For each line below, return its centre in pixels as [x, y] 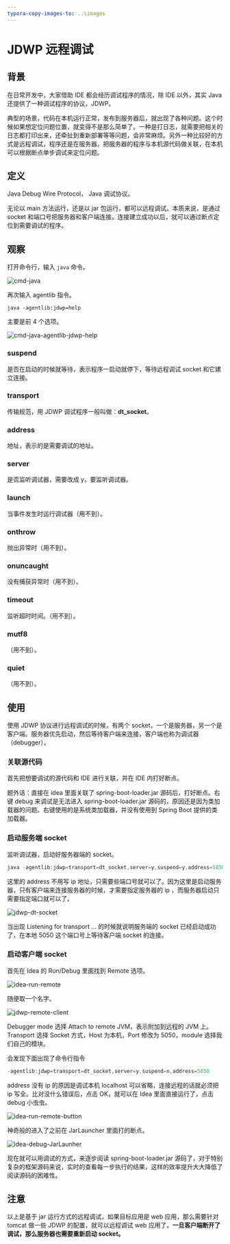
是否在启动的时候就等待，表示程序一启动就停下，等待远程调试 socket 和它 [111, 369]
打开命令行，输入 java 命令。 [48, 267]
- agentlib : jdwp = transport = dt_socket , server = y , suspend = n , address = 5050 [108, 1071]
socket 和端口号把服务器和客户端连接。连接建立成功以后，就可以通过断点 [110, 217]
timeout [21, 600]
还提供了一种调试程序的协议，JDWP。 [61, 103]
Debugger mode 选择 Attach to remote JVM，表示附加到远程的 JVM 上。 [110, 1026]
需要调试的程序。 [43, 226]
